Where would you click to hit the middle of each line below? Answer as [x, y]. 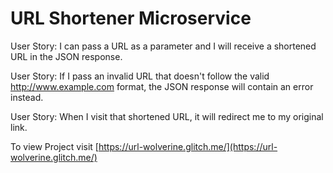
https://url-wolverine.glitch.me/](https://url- [188, 146]
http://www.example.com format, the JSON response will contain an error [162, 86]
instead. [27, 97]
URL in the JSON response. [66, 56]
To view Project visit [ [54, 146]
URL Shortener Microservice [131, 18]
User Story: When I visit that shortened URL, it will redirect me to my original [167, 116]
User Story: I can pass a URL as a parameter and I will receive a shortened [163, 46]
